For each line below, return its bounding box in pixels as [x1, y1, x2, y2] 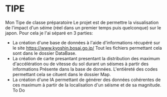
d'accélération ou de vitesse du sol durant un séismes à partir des [12, 61, 149, 67]
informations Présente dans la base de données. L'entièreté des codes [12, 66, 158, 72]
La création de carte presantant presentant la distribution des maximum [12, 55, 160, 61]
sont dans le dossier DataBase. [12, 50, 76, 56]
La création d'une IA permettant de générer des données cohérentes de [12, 77, 161, 83]
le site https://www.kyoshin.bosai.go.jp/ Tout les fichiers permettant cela [12, 45, 162, 51]
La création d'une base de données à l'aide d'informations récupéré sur [12, 39, 160, 45]
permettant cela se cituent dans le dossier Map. [12, 71, 111, 77]
